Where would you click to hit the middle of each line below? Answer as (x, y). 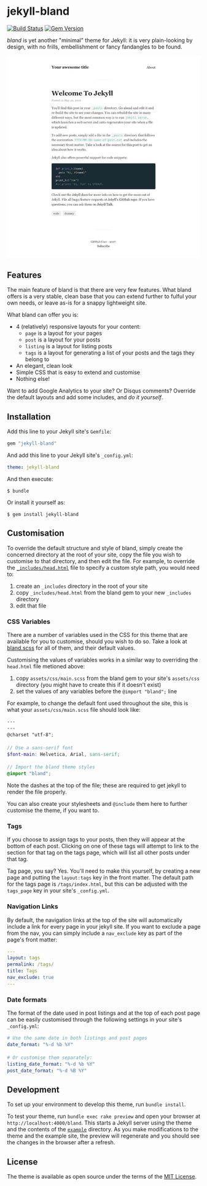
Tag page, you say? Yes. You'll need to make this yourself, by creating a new (104, 871)
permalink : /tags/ (30, 965)
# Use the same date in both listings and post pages (77, 1038)
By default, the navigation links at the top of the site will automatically (95, 920)
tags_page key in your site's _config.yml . (58, 891)
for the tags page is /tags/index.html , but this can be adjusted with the (97, 884)
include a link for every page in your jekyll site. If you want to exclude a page (104, 926)
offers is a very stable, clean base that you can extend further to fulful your (102, 297)
